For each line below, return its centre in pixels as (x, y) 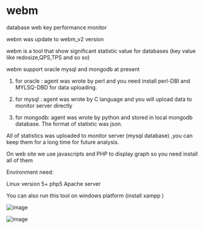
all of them (20, 160)
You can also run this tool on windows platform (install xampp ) (85, 196)
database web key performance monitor (57, 27)
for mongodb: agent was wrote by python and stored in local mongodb (104, 117)
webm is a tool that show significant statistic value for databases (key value (101, 51)
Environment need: (30, 172)
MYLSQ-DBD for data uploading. (56, 87)
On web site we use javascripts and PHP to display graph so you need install (102, 154)
